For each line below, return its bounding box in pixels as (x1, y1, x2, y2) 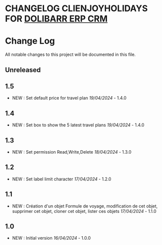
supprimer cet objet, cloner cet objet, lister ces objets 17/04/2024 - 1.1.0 (12, 208, 157, 214)
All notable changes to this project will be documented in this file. (5, 52, 136, 57)
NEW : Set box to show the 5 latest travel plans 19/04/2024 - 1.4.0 (12, 122, 144, 128)
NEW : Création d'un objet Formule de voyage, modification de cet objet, (12, 203, 158, 209)
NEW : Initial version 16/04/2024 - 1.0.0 (12, 235, 91, 241)
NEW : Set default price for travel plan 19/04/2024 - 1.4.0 (12, 95, 126, 101)
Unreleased (5, 66, 41, 74)
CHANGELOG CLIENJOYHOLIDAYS (5, 3, 148, 14)
